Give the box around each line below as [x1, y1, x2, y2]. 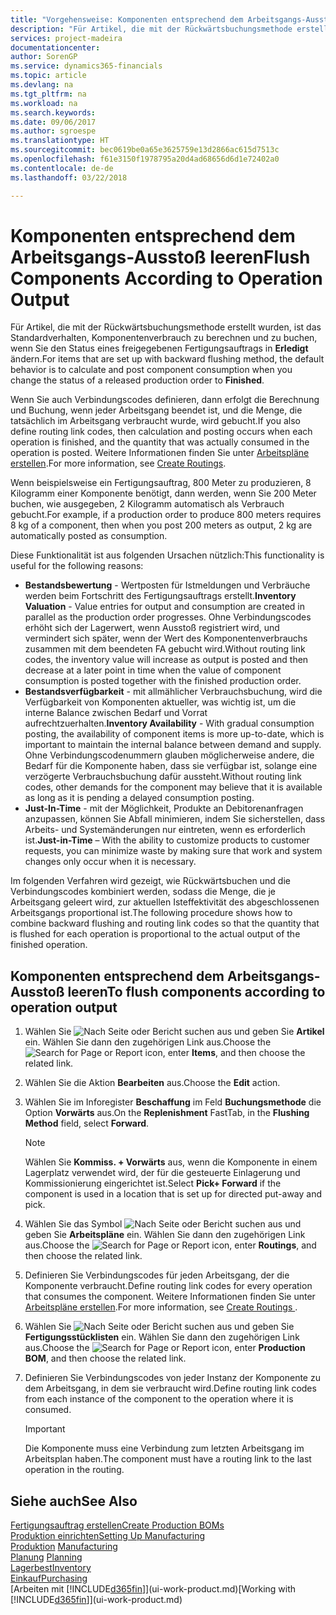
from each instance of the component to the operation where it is [24, 1393, 294, 1405]
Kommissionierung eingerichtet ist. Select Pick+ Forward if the [24, 1177, 282, 1190]
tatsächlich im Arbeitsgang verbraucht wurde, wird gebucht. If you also [10, 415, 301, 427]
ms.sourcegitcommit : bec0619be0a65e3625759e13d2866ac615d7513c [10, 145, 280, 155]
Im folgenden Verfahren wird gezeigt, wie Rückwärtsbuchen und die [10, 875, 291, 887]
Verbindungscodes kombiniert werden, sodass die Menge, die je [10, 886, 276, 898]
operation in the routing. [24, 1464, 125, 1476]
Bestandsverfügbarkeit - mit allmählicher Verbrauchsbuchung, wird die [24, 686, 323, 698]
